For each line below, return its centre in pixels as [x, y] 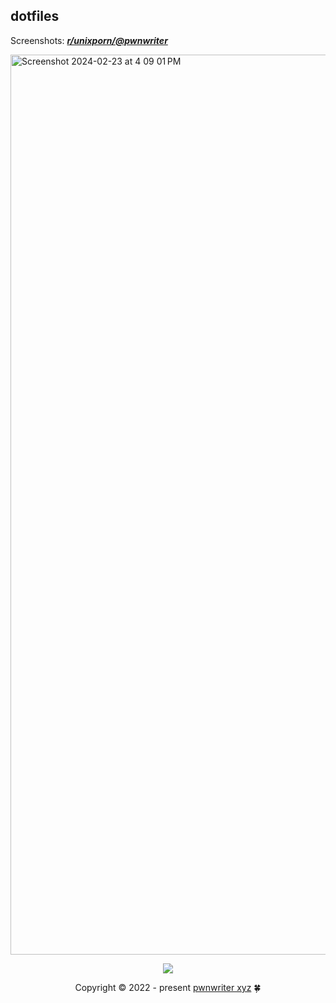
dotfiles [35, 16]
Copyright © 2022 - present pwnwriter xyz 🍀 [168, 987]
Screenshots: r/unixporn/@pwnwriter [89, 40]
